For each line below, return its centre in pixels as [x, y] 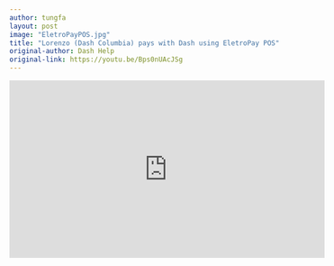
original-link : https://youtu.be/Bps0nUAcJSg [96, 60]
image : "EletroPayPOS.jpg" [60, 34]
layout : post [34, 26]
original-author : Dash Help [62, 51]
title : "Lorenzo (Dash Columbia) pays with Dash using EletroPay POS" [144, 43]
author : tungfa [38, 18]
